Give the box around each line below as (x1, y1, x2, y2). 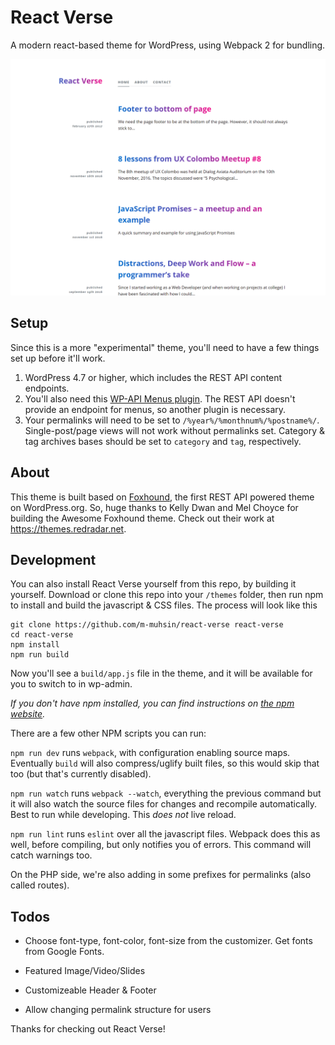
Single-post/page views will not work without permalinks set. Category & (24, 424, 326, 436)
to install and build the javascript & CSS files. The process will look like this (10, 599, 318, 611)
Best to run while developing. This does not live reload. (10, 809, 237, 821)
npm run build (10, 650, 70, 660)
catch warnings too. (10, 849, 93, 861)
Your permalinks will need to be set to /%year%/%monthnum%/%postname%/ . (24, 414, 320, 426)
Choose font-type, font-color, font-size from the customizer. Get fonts (24, 935, 313, 947)
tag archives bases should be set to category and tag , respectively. (24, 435, 302, 447)
